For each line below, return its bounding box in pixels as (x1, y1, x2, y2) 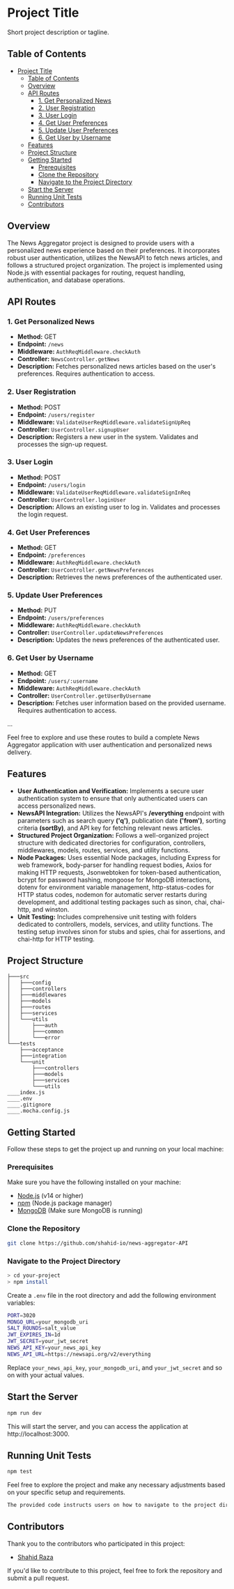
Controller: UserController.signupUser (17, 425, 130, 433)
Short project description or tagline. (7, 28, 109, 36)
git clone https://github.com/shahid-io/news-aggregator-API (7, 1239, 189, 1247)
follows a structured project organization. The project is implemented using (7, 261, 223, 269)
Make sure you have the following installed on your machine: (7, 1178, 181, 1186)
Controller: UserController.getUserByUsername (17, 691, 151, 700)
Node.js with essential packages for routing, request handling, (7, 268, 186, 277)
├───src (7, 974, 30, 981)
